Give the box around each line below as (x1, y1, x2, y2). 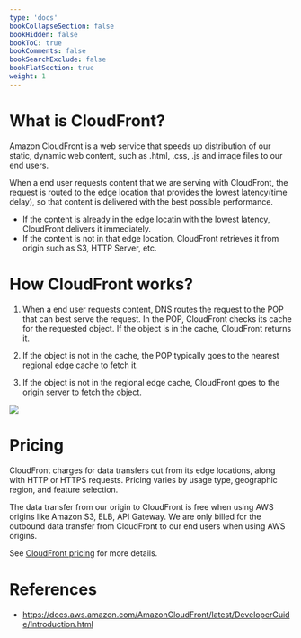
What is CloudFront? (9, 110, 166, 131)
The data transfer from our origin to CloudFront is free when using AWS (9, 501, 274, 512)
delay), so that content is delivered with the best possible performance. (9, 196, 274, 207)
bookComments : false (9, 47, 87, 56)
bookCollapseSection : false (9, 22, 115, 31)
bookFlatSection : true (9, 64, 94, 73)
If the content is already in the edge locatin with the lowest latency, (22, 214, 270, 224)
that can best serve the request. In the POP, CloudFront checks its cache (22, 313, 292, 324)
